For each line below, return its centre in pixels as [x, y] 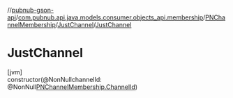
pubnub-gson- [33, 10]
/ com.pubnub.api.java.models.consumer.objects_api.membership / [111, 17]
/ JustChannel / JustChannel [93, 25]
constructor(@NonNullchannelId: [55, 79]
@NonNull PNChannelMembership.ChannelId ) [73, 87]
